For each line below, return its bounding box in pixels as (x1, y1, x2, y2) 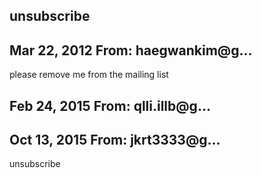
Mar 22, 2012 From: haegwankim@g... (9, 42, 253, 59)
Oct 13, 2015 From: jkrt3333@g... (9, 131, 221, 148)
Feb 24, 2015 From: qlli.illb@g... (9, 97, 211, 114)
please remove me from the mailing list (9, 69, 169, 81)
